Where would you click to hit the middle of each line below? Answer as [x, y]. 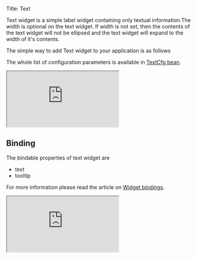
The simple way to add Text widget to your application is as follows [88, 51]
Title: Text [18, 9]
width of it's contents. [33, 39]
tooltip [23, 176]
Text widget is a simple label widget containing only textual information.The [98, 20]
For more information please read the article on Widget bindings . [85, 187]
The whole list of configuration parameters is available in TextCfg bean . [94, 62]
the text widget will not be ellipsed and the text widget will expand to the [95, 33]
